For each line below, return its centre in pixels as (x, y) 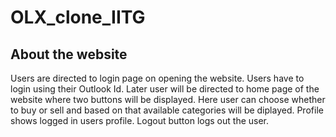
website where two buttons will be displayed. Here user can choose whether (168, 99)
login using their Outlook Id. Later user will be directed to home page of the (165, 89)
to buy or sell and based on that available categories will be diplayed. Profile (167, 110)
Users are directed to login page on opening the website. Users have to (157, 78)
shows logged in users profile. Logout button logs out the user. (140, 120)
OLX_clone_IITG (78, 17)
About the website (69, 54)
